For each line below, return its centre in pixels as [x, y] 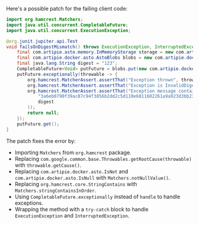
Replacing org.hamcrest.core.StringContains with [76, 184]
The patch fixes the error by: [41, 141]
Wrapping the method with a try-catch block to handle [81, 209]
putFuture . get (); [38, 124]
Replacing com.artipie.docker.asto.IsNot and [71, 171]
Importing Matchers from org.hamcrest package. [73, 152]
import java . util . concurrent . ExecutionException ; [69, 30]
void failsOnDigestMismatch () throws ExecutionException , [79, 47]
